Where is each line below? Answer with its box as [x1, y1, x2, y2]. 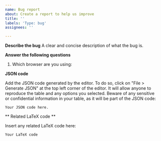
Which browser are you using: [12, 62, 72, 67]
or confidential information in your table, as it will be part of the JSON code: [5, 95, 156, 102]
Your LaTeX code [5, 132, 38, 137]
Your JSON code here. [5, 105, 49, 110]
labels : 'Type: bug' [5, 20, 47, 26]
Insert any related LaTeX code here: [5, 123, 76, 129]
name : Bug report [5, 7, 40, 12]
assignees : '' [5, 25, 34, 30]
